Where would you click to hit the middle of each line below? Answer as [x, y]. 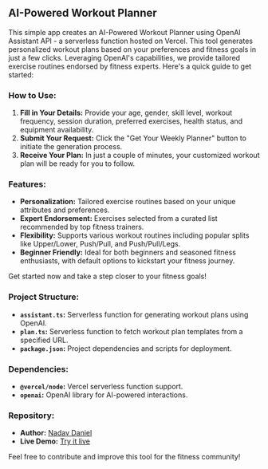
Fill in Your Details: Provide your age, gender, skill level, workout [126, 113]
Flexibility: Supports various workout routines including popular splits [134, 235]
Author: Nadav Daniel [56, 433]
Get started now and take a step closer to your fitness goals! [108, 276]
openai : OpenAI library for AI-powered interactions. [104, 395]
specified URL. [44, 340]
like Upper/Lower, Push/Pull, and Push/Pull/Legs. [100, 244]
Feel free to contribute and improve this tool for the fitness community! [124, 457]
